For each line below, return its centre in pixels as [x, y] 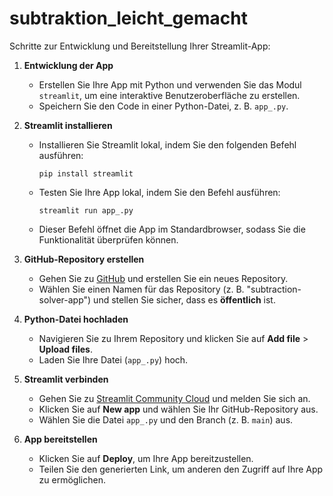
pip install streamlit [86, 173]
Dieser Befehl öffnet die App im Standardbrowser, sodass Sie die [172, 229]
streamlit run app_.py [86, 210]
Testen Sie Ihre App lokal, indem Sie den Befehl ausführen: [159, 192]
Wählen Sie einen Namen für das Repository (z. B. [141, 289]
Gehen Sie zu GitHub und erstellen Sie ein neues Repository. [163, 278]
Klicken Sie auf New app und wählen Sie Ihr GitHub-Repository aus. [178, 409]
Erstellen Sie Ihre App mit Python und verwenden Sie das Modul [170, 84]
